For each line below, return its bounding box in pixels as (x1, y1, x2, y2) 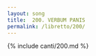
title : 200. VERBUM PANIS (7, 17, 86, 24)
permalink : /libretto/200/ (7, 23, 86, 30)
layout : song (7, 10, 45, 17)
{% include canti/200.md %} (7, 42, 89, 50)
